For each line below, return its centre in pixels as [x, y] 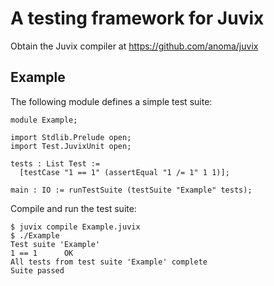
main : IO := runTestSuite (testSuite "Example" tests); [131, 190]
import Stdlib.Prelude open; [71, 137]
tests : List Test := [55, 163]
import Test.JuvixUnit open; [71, 146]
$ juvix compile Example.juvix [75, 227]
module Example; [44, 120]
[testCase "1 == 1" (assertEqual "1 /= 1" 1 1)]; [124, 172]
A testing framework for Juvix [137, 18]
